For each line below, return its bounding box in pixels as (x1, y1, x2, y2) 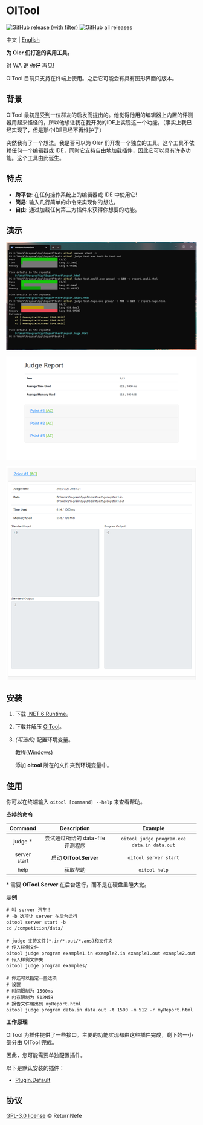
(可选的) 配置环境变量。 (14, 736, 74, 743)
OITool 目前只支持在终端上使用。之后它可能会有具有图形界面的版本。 (6, 74, 178, 82)
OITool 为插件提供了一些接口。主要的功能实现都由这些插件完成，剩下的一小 (6, 1031, 193, 1038)
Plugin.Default (14, 1076, 51, 1083)
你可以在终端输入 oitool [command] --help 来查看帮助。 (6, 798, 146, 805)
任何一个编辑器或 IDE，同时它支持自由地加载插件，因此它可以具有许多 (11, 146, 186, 154)
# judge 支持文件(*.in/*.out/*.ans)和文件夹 (6, 938, 113, 944)
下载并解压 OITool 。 (14, 723, 65, 730)
